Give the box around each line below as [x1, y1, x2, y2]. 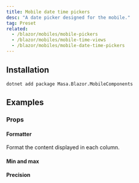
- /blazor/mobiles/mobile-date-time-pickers [11, 43, 125, 49]
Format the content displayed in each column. [6, 144, 120, 151]
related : [6, 25, 28, 32]
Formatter [6, 130, 32, 138]
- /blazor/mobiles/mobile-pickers [11, 31, 98, 37]
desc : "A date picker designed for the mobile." [6, 14, 131, 21]
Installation [6, 65, 49, 75]
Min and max [6, 158, 39, 165]
